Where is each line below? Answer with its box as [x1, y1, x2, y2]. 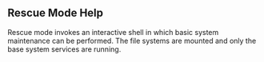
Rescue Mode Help [7, 6, 104, 20]
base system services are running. [7, 44, 122, 54]
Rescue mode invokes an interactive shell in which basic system [7, 27, 219, 37]
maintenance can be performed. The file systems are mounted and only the [7, 36, 257, 45]
